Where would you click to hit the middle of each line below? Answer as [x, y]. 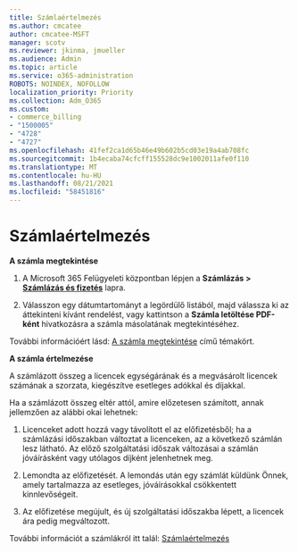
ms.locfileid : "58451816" [57, 192]
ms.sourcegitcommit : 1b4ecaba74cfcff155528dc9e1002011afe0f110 [129, 159]
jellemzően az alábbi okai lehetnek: [74, 412]
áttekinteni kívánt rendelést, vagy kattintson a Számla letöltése [138, 314]
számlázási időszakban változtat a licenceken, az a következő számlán [152, 439]
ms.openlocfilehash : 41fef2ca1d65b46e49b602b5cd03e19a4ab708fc [129, 150]
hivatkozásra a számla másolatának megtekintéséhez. [141, 323]
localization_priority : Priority [71, 92]
